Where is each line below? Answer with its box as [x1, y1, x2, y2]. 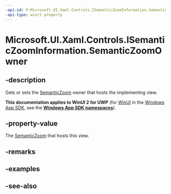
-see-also [5, 182, 37, 190]
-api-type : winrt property [5, 12, 63, 17]
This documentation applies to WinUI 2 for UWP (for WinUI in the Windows [5, 99, 164, 105]
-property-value [5, 119, 58, 127]
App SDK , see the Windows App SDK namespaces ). [5, 105, 116, 111]
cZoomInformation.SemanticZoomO [5, 45, 162, 56]
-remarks [5, 147, 36, 156]
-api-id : [5, 7, 24, 13]
